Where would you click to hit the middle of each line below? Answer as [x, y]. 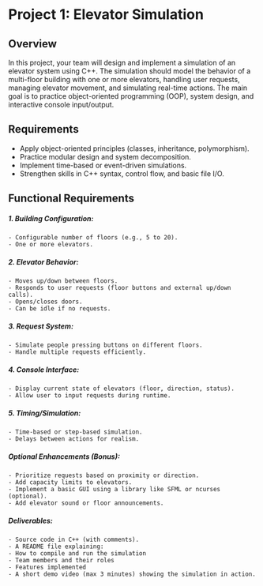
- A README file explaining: [56, 547]
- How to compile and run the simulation [77, 553]
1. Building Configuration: [51, 218]
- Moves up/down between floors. [63, 281]
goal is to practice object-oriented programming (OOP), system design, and [131, 96]
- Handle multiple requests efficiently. [77, 352]
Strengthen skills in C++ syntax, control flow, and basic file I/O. [122, 173]
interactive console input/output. [61, 105]
